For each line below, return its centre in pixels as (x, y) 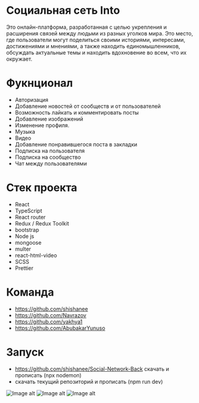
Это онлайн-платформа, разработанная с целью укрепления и (87, 27)
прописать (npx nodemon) (48, 375)
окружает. (19, 59)
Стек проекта (42, 188)
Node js (25, 236)
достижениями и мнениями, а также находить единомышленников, (93, 46)
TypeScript (28, 210)
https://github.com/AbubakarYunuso (60, 328)
